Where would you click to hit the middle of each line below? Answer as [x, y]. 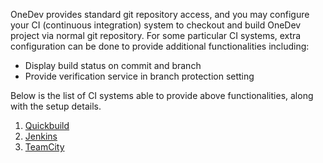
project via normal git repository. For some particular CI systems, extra [156, 35]
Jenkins [41, 136]
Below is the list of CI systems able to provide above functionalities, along [162, 95]
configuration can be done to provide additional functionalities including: [160, 46]
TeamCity [44, 147]
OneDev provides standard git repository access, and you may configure [160, 14]
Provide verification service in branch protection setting [139, 76]
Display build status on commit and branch [113, 65]
